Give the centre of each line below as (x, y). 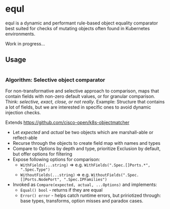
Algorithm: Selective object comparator (55, 80)
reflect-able (25, 138)
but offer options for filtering (42, 154)
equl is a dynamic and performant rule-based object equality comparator (82, 23)
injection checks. (23, 113)
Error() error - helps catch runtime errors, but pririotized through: (91, 195)
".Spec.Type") (35, 170)
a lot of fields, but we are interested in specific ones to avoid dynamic (78, 107)
